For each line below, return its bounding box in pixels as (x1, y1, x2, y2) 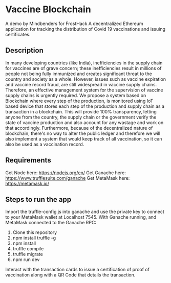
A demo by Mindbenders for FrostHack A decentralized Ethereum (5, 20, 143, 27)
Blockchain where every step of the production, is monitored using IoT (5, 98, 154, 104)
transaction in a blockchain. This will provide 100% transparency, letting (5, 108, 157, 114)
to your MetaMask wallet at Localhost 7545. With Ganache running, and (5, 214, 157, 220)
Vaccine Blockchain (5, 4, 91, 15)
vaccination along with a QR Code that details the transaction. (5, 272, 136, 278)
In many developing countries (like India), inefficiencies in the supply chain (5, 60, 163, 66)
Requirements (5, 156, 51, 164)
